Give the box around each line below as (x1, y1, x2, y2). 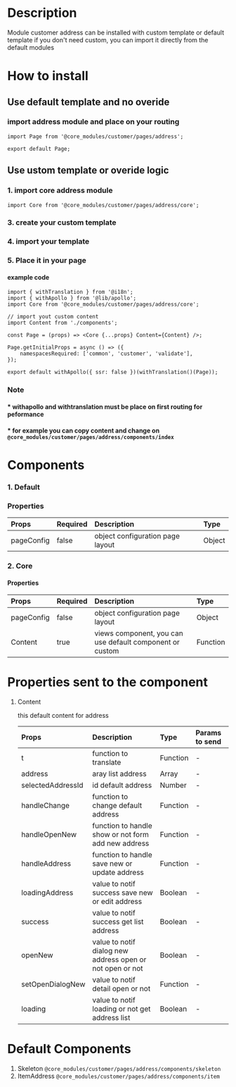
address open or (92, 955, 147, 964)
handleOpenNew (20, 830, 77, 840)
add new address (92, 838, 150, 848)
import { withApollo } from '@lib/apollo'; (7, 294, 137, 302)
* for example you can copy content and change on (7, 426, 160, 435)
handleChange (20, 801, 70, 811)
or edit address (92, 897, 143, 907)
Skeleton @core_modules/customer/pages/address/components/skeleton (17, 1064, 221, 1072)
